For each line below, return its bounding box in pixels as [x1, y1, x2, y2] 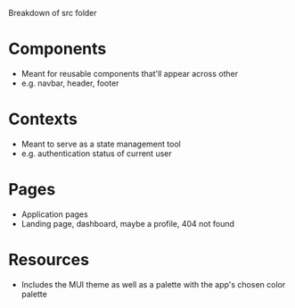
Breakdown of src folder [8, 8, 97, 18]
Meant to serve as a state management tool [20, 138, 182, 149]
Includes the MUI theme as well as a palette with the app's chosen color [20, 279, 286, 289]
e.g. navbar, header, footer [20, 78, 119, 88]
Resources [8, 250, 90, 270]
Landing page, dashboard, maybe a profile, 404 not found [20, 218, 235, 229]
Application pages [20, 209, 88, 220]
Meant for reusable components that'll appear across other [20, 68, 238, 79]
